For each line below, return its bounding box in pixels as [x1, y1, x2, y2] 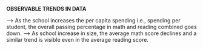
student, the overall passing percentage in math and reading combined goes [6, 24, 197, 30]
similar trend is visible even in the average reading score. [6, 36, 148, 43]
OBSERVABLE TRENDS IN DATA [6, 5, 87, 12]
